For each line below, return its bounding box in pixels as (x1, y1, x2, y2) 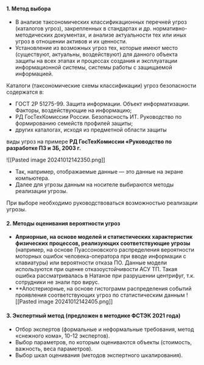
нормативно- (153, 25, 188, 32)
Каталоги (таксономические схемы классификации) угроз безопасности (6, 82, 197, 90)
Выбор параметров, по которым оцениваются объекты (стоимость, (15, 338, 192, 346)
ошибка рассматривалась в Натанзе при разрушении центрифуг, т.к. (15, 272, 195, 280)
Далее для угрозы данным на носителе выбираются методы (15, 181, 174, 188)
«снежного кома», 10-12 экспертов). (15, 332, 110, 339)
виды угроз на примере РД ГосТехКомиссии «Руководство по (6, 138, 172, 146)
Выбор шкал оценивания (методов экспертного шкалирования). (15, 351, 183, 359)
